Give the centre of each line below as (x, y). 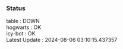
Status (16, 8)
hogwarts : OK (24, 27)
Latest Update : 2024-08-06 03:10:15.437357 (62, 40)
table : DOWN (23, 21)
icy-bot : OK (21, 34)
